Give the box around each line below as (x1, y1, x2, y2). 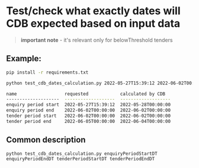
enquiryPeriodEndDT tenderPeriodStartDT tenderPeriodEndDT (6, 156, 155, 161)
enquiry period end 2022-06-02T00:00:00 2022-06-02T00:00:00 (6, 107, 171, 113)
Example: (6, 53, 41, 64)
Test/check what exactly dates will (6, 4, 181, 18)
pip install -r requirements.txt (6, 69, 89, 75)
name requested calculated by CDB (6, 91, 166, 97)
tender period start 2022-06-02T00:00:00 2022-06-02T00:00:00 (6, 113, 171, 119)
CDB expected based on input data (6, 17, 181, 30)
